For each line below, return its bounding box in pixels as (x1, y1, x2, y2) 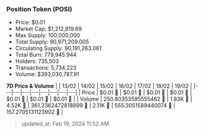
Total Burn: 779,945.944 (15, 51, 77, 59)
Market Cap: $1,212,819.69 (15, 25, 82, 32)
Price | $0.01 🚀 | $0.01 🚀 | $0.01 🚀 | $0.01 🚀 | (81, 89, 192, 96)
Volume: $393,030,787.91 (15, 71, 79, 78)
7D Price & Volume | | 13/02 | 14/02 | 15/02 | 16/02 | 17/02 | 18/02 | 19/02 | (6, 82, 192, 90)
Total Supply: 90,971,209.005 (15, 38, 90, 46)
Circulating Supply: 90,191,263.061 (15, 45, 102, 52)
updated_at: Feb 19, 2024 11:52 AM (21, 120, 109, 128)
